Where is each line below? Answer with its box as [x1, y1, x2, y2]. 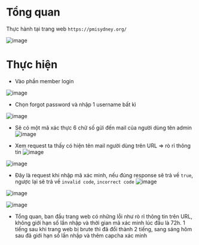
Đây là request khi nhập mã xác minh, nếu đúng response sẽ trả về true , [14, 171, 193, 179]
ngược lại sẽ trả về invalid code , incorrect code [14, 178, 134, 185]
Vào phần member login [14, 77, 74, 84]
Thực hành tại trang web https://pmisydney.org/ [6, 25, 127, 32]
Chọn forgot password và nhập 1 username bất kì [14, 101, 136, 108]
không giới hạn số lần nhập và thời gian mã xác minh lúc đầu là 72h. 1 [14, 219, 185, 226]
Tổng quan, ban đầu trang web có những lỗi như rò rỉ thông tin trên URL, [14, 213, 193, 220]
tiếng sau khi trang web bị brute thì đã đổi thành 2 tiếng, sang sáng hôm [14, 225, 192, 232]
